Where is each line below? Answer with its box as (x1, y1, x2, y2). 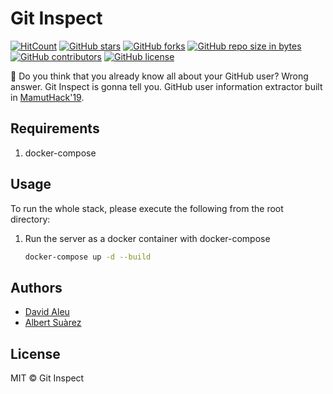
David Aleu (24, 306, 70, 318)
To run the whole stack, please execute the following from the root (10, 202, 284, 214)
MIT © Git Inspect (10, 372, 85, 384)
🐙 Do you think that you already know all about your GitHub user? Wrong (10, 70, 309, 82)
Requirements (10, 120, 100, 137)
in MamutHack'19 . (10, 91, 85, 103)
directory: (10, 213, 51, 225)
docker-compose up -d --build (24, 252, 152, 262)
